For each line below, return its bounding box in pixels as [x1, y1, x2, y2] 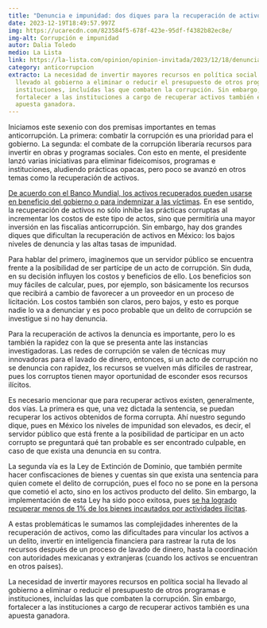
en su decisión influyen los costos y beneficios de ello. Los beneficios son [8, 271, 252, 281]
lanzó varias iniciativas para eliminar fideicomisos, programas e [8, 156, 216, 166]
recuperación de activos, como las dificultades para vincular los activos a [8, 528, 249, 537]
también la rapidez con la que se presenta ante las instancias [8, 337, 208, 347]
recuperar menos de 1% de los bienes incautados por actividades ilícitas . [8, 504, 248, 513]
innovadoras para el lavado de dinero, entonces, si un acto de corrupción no [8, 355, 258, 365]
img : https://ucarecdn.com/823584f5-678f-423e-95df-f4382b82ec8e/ [8, 26, 233, 34]
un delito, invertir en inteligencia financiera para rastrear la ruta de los [8, 536, 237, 546]
